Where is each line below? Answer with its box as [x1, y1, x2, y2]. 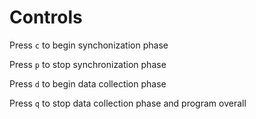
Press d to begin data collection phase [9, 77, 167, 90]
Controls [9, 6, 83, 29]
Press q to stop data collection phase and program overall [9, 97, 247, 109]
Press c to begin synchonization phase [9, 39, 169, 51]
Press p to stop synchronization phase [9, 58, 167, 70]
